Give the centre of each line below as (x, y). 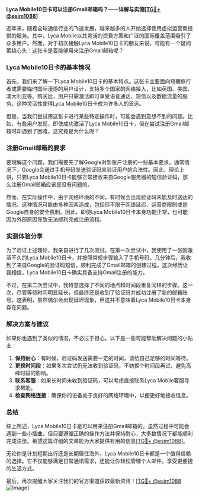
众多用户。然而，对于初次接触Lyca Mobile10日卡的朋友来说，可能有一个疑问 (99, 43)
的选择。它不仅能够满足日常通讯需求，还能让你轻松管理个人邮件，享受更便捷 (99, 461)
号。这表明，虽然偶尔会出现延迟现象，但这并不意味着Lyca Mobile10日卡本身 (99, 300)
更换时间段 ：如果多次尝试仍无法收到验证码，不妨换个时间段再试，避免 (100, 366)
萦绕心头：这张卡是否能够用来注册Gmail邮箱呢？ (65, 50)
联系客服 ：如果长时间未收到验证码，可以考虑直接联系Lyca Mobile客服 (99, 381)
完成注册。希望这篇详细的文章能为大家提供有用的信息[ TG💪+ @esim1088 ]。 (97, 441)
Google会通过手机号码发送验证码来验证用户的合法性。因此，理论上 (103, 169)
